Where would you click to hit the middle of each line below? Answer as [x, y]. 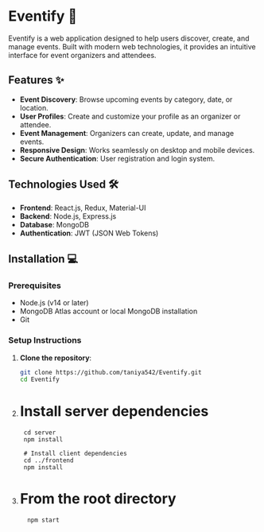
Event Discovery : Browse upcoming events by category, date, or [126, 99]
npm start [43, 520]
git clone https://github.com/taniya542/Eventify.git [111, 372]
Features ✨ [36, 80]
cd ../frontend [49, 460]
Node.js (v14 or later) [54, 303]
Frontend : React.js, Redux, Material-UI [83, 208]
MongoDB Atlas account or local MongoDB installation [109, 311]
